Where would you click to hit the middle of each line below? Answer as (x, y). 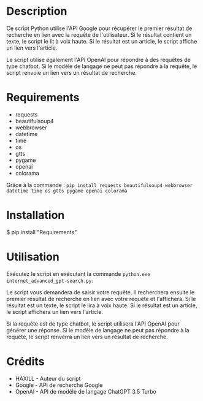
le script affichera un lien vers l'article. (55, 311)
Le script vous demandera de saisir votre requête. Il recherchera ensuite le (101, 292)
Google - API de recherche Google (59, 385)
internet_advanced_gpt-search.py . (50, 280)
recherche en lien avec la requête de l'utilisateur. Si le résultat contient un (99, 34)
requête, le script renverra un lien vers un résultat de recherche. (87, 337)
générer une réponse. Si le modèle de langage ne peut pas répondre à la (98, 330)
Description (37, 11)
